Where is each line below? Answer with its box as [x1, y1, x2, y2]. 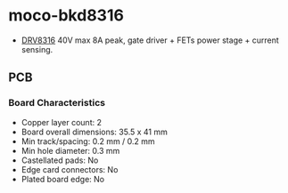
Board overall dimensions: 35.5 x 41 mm [21, 126, 169, 137]
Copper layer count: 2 [21, 117, 102, 127]
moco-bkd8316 [8, 5, 124, 26]
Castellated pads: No [21, 155, 99, 165]
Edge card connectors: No [21, 164, 119, 174]
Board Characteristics [8, 97, 106, 109]
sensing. [21, 44, 53, 54]
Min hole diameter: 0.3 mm [21, 145, 120, 156]
